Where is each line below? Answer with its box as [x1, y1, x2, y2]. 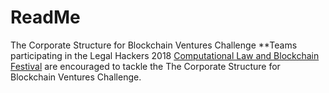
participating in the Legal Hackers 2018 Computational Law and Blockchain [10, 49, 320, 61]
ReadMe [10, 6, 81, 29]
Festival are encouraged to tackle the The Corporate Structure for [10, 60, 281, 72]
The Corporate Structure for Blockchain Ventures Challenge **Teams [10, 39, 298, 51]
